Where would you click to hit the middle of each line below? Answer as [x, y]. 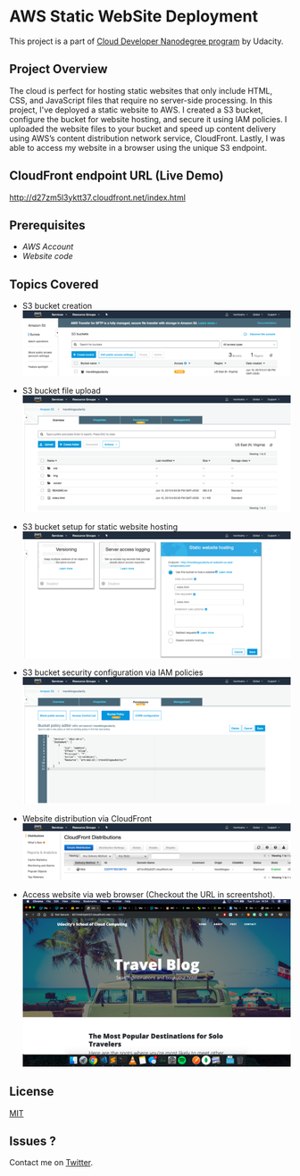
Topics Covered [54, 284]
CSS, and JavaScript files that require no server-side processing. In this [141, 100]
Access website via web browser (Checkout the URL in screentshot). [148, 894]
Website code [47, 256]
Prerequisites [47, 225]
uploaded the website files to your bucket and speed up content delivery [143, 129]
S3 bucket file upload [61, 390]
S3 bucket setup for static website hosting [100, 526]
